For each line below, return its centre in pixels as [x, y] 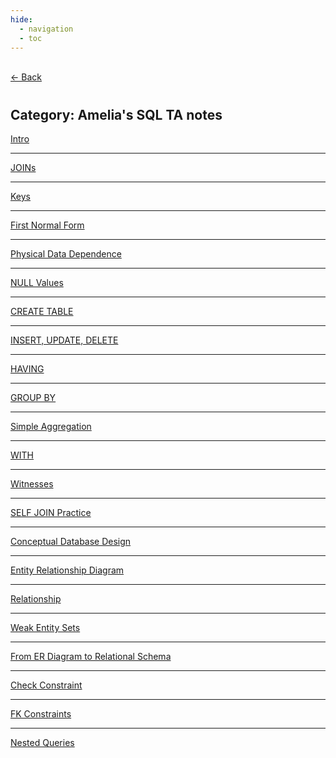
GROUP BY [33, 397]
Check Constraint [46, 685]
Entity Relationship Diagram [67, 570]
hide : [21, 19]
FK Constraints [41, 713]
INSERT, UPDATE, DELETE [64, 340]
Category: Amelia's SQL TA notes [116, 114]
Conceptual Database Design [71, 541]
